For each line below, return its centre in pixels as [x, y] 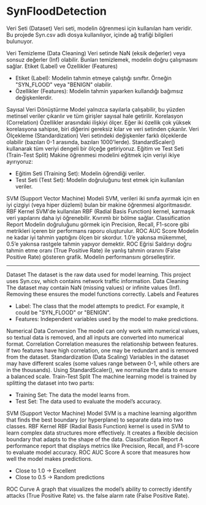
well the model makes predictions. [50, 458]
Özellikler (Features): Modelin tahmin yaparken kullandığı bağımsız [99, 91]
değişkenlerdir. [34, 97]
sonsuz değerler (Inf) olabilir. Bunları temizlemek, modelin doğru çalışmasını [102, 59]
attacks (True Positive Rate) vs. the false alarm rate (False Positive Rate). [98, 495]
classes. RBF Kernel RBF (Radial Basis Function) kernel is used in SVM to [98, 426]
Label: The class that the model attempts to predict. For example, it [100, 306]
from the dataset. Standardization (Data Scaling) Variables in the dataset [97, 357]
